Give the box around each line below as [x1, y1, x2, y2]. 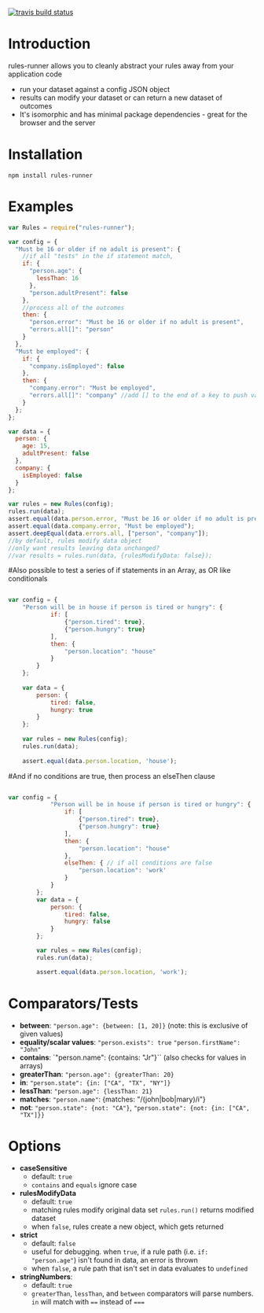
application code [8, 69, 63, 79]
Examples [8, 197, 74, 216]
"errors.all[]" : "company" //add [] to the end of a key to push [28, 392, 247, 400]
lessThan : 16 [36, 275, 79, 282]
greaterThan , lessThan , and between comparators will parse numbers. [31, 1289, 254, 1298]
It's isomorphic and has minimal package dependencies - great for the [19, 109, 247, 119]
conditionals [8, 574, 48, 584]
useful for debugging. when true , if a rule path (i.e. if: [31, 1247, 209, 1256]
